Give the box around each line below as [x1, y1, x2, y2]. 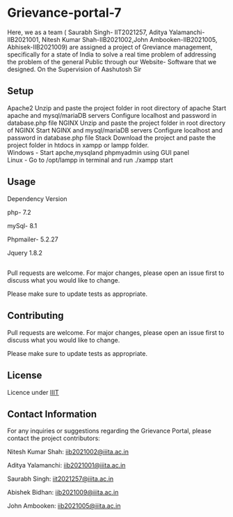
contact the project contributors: [7, 434, 101, 442]
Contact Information [7, 408, 97, 420]
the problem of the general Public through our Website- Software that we [7, 57, 217, 66]
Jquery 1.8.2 [7, 248, 43, 257]
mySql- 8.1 [7, 221, 38, 230]
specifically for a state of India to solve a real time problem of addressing [7, 50, 217, 59]
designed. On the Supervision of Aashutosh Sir [7, 65, 142, 73]
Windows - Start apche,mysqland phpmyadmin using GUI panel [7, 148, 190, 156]
